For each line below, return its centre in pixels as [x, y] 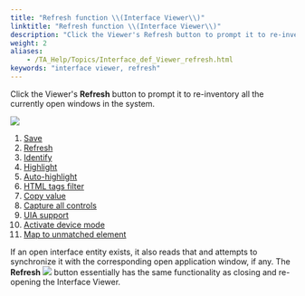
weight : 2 [29, 43]
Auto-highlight [50, 177]
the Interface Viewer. [82, 282]
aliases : [27, 52]
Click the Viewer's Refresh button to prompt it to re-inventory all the [138, 94]
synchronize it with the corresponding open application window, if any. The [150, 261]
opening [26, 282]
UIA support [46, 215]
